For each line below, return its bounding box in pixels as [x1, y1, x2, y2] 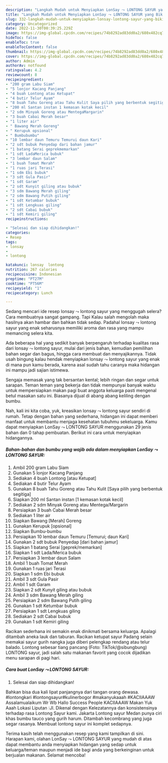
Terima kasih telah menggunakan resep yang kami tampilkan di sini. [5, 730, 145, 736]
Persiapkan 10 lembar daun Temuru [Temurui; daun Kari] [12, 533, 129, 540]
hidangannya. [5, 435, 34, 441]
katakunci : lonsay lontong [5, 262, 64, 267]
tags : [5, 239, 17, 244]
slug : [5, 16, 17, 21]
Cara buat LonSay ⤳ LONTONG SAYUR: [5, 666, 89, 672]
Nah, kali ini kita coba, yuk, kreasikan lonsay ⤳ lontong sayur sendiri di [5, 408, 151, 414]
